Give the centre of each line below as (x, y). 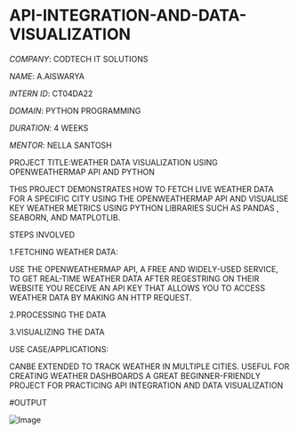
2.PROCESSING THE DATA (58, 314)
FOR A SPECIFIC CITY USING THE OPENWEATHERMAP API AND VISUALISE (149, 198)
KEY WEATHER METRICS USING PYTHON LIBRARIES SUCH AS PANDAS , (144, 208)
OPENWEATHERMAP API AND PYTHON (82, 172)
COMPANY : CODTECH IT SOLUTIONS (79, 59)
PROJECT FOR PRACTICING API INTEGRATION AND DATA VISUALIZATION (146, 385)
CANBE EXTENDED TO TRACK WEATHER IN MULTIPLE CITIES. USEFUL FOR (149, 366)
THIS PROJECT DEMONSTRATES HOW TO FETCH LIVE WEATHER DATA (141, 189)
